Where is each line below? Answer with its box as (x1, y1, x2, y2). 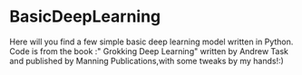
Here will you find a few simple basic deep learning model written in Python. (9, 36, 294, 47)
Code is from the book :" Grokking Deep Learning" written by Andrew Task (9, 45, 288, 56)
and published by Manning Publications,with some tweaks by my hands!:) (9, 55, 284, 66)
